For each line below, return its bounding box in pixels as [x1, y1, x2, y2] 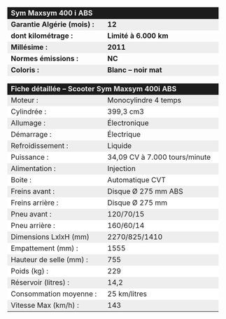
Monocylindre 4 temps [107, 95, 182, 104]
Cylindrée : [10, 107, 47, 116]
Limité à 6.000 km [107, 31, 169, 41]
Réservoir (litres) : [10, 278, 70, 287]
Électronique [107, 118, 149, 128]
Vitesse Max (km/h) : [10, 301, 79, 310]
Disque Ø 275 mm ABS [107, 186, 183, 196]
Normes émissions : [10, 54, 79, 63]
